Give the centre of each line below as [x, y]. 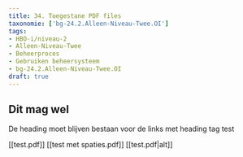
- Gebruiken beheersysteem [54, 62]
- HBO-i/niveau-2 [38, 39]
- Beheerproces [34, 54]
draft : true [28, 76]
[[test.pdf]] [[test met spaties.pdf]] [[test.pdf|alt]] [91, 145]
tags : [17, 31]
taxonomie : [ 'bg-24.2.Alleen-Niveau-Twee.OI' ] [89, 24]
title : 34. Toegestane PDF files [65, 16]
